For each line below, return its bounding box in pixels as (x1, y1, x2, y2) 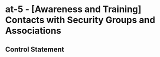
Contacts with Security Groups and (5, 14, 155, 26)
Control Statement (5, 45, 64, 53)
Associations (5, 25, 61, 36)
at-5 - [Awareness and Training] (5, 4, 142, 15)
